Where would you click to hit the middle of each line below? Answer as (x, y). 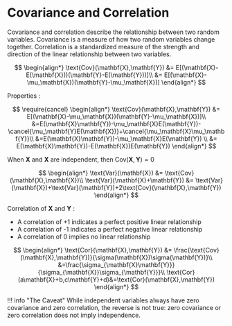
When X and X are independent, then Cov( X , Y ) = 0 (81, 159)
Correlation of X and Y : (41, 208)
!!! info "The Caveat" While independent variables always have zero (103, 300)
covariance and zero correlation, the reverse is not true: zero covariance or (114, 307)
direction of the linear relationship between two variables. (89, 54)
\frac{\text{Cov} (196, 250)
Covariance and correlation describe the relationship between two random (114, 32)
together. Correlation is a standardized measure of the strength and (103, 46)
